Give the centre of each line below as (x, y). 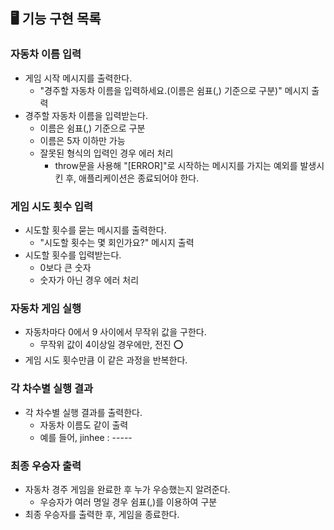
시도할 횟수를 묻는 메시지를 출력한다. (95, 230)
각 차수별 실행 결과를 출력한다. (83, 412)
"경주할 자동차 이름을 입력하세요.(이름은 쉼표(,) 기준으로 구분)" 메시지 (174, 90)
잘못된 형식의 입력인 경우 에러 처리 (106, 153)
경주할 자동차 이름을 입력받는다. (86, 115)
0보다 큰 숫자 (65, 267)
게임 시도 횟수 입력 (52, 206)
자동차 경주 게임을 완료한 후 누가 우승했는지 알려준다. (127, 489)
